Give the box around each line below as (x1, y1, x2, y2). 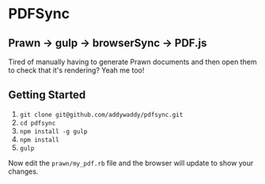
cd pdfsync (19, 119, 56, 127)
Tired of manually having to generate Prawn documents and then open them (8, 57, 257, 66)
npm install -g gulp (19, 127, 88, 135)
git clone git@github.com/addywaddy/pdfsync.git (19, 111, 184, 118)
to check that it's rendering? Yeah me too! (8, 66, 145, 75)
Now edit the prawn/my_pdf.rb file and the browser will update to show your (8, 158, 254, 167)
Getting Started (8, 88, 86, 102)
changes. (8, 167, 39, 176)
